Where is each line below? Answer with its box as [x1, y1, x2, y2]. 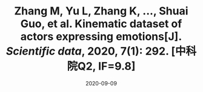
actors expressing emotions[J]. [20, 30, 182, 43]
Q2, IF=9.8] [77, 60, 136, 73]
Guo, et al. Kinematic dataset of [20, 17, 182, 31]
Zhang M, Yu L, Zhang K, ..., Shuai [14, 4, 188, 18]
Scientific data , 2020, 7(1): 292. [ [5, 44, 176, 58]
